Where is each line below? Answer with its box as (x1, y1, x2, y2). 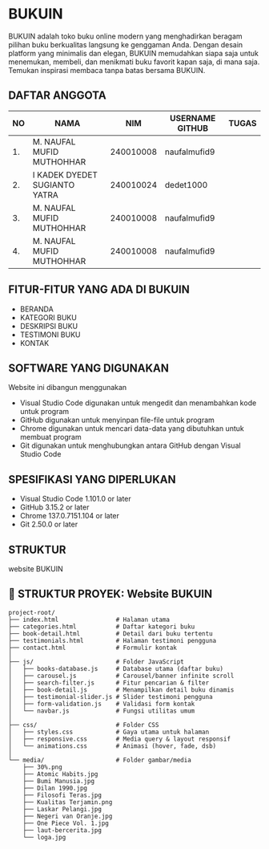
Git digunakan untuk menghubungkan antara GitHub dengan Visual (19, 441, 242, 450)
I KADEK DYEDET (32, 169, 98, 181)
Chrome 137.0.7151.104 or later (19, 511, 120, 521)
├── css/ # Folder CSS (8, 721, 159, 729)
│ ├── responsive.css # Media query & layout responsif (8, 735, 231, 743)
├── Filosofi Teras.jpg (22, 791, 102, 799)
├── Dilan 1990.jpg (22, 784, 88, 792)
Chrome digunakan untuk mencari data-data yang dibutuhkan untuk (19, 424, 244, 433)
